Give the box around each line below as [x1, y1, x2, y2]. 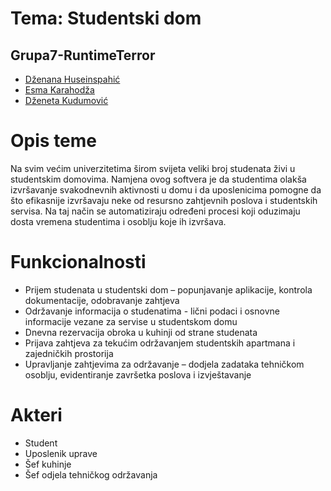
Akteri [10, 404, 63, 427]
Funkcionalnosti [10, 251, 147, 274]
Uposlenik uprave [24, 447, 98, 459]
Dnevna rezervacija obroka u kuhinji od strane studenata [24, 326, 258, 338]
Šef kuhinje [24, 458, 72, 470]
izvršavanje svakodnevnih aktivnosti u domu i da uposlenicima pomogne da [10, 183, 322, 196]
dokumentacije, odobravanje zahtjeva [24, 294, 180, 306]
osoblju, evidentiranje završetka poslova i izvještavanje [24, 368, 252, 381]
